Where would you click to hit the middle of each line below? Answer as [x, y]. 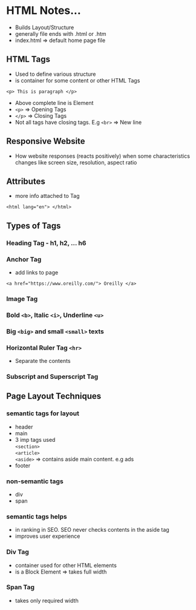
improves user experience [47, 536]
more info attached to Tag [47, 196]
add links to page [37, 272]
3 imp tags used [35, 439]
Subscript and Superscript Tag [52, 376]
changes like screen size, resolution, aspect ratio [76, 162]
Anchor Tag [24, 259]
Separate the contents [43, 361]
